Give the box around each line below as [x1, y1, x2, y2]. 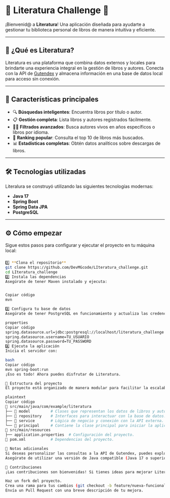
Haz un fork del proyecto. [5, 478, 62, 484]
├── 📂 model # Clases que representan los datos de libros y [5, 408, 155, 414]
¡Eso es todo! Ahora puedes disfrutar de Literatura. [5, 371, 121, 377]
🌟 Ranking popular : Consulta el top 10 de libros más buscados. [12, 134, 145, 141]
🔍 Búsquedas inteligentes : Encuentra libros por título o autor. [12, 109, 143, 115]
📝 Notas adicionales [5, 446, 49, 451]
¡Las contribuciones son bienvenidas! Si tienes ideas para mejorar [5, 469, 153, 475]
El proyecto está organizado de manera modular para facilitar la [5, 386, 148, 391]
